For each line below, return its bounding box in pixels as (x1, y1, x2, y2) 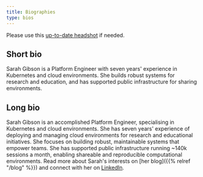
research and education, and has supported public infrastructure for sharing (6, 78, 198, 85)
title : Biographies (6, 9, 56, 15)
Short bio (6, 49, 43, 59)
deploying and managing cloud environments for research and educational (6, 132, 193, 139)
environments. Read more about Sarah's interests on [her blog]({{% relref (6, 157, 191, 165)
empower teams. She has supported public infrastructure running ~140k (6, 145, 187, 152)
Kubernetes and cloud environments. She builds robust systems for (6, 71, 175, 79)
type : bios (6, 15, 34, 21)
